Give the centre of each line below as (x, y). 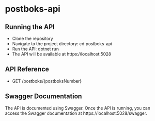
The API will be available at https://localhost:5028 (62, 54)
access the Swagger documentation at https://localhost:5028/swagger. (76, 113)
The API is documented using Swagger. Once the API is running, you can (78, 108)
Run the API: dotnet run (35, 49)
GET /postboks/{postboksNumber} (47, 81)
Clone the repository (32, 38)
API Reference (27, 69)
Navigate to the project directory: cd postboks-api (62, 44)
